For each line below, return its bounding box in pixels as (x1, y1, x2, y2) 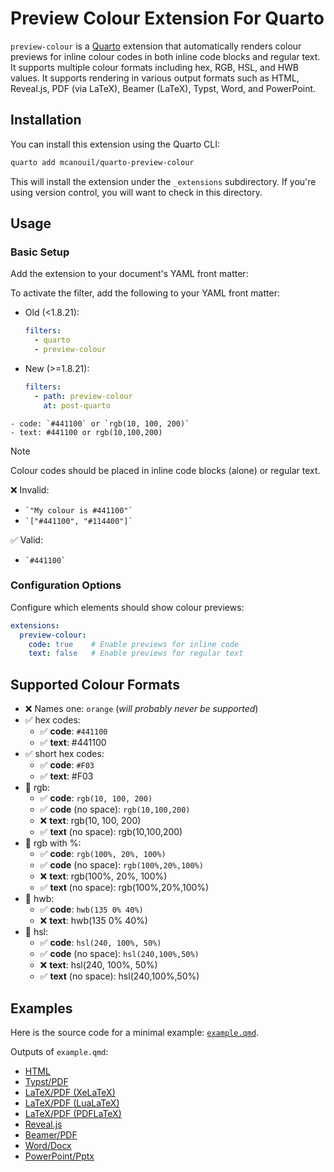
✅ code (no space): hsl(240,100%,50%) (39, 948, 200, 960)
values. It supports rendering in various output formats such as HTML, (10, 72, 300, 84)
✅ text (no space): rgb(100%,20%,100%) (39, 882, 210, 894)
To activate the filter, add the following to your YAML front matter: (10, 287, 280, 299)
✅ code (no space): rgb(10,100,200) (39, 803, 191, 816)
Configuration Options (10, 578, 122, 592)
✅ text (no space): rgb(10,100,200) (39, 826, 183, 838)
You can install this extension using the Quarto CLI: (10, 138, 220, 150)
